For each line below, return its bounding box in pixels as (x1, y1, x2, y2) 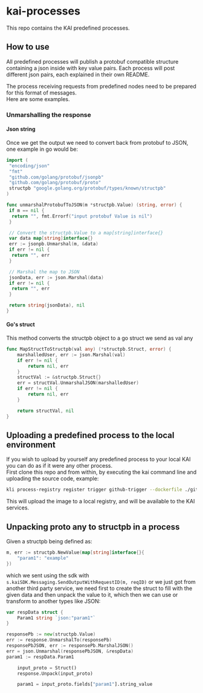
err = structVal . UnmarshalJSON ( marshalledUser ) (17, 380, 139, 386)
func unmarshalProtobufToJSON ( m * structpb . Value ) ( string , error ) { (6, 202, 182, 208)
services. (6, 504, 29, 511)
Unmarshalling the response (6, 110, 92, 119)
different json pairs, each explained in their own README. (6, 71, 150, 78)
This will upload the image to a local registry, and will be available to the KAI (6, 498, 195, 505)
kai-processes (6, 4, 80, 18)
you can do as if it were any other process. (6, 462, 113, 469)
